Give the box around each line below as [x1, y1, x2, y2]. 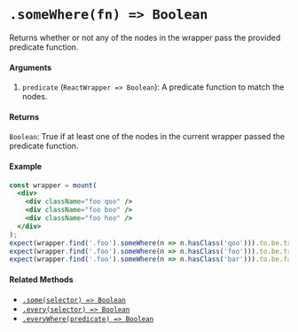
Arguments [9, 62, 52, 73]
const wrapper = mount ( [9, 180, 98, 190]
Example [9, 161, 43, 171]
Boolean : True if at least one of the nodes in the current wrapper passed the [9, 131, 286, 142]
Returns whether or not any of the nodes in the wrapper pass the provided [9, 32, 281, 43]
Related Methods [9, 273, 74, 285]
